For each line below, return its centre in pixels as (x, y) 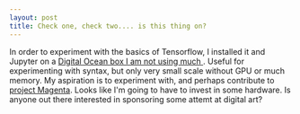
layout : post (34, 18)
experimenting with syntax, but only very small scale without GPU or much (147, 70)
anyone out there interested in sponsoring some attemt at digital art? (136, 99)
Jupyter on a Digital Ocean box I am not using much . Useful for (127, 61)
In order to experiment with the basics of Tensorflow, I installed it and (137, 51)
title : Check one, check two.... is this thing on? (108, 26)
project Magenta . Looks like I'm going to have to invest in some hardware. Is (150, 90)
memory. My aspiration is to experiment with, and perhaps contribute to (142, 80)
